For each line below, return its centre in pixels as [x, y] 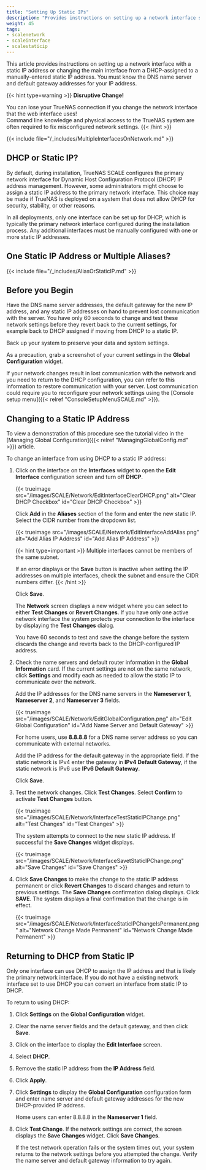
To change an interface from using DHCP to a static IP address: [86, 459]
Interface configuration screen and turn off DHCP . [79, 477]
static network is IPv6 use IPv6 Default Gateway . [78, 769]
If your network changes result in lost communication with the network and [101, 373]
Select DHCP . [32, 1056]
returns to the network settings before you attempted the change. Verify [106, 1154]
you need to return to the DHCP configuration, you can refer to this [91, 380]
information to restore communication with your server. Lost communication [102, 386]
